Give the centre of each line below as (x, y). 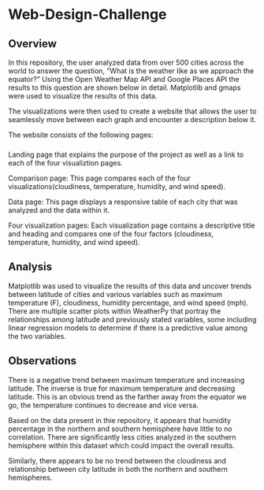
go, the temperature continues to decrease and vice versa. (103, 405)
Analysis (30, 267)
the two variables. (37, 336)
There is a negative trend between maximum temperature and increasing (126, 380)
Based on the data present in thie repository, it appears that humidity (119, 420)
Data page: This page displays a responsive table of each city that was (123, 202)
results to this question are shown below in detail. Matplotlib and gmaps (125, 87)
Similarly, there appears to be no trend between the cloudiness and (117, 460)
